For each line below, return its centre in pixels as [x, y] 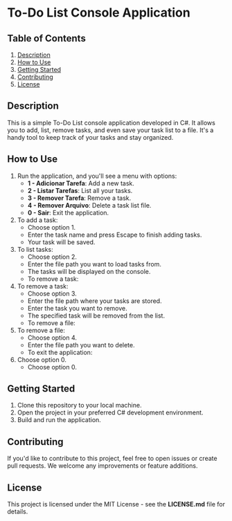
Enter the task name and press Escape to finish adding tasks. [115, 235]
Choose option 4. [52, 338]
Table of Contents [47, 38]
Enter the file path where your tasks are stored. [95, 301]
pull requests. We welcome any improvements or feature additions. [103, 466]
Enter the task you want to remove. [78, 308]
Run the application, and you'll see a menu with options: [97, 176]
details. [18, 512]
